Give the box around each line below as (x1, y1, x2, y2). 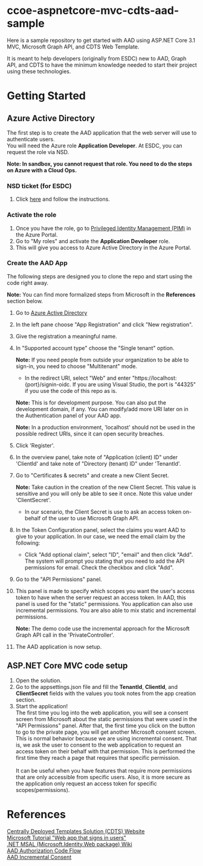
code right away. (7, 279, 49, 286)
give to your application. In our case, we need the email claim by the (15, 532, 185, 540)
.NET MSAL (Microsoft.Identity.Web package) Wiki (7, 841, 132, 848)
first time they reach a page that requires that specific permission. (15, 754, 181, 761)
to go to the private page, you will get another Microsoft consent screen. (15, 728, 196, 736)
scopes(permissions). (15, 786, 70, 793)
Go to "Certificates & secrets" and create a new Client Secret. (15, 471, 169, 479)
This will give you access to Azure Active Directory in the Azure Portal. (15, 244, 192, 251)
